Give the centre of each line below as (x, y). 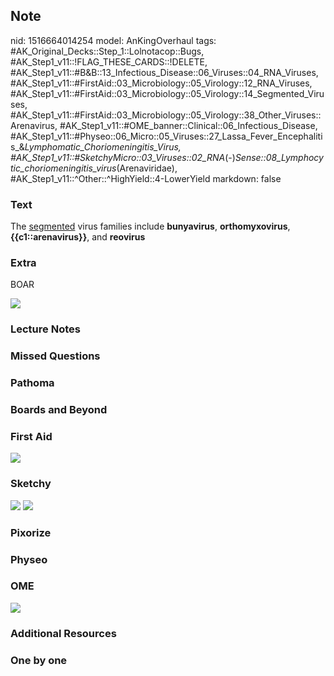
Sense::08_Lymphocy (279, 157)
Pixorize (31, 532)
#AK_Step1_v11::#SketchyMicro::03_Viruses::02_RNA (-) (123, 157)
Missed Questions (55, 356)
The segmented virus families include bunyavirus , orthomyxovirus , (150, 226)
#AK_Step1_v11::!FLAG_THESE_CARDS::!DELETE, (109, 61)
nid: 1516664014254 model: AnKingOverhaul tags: (113, 40)
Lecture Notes (45, 329)
